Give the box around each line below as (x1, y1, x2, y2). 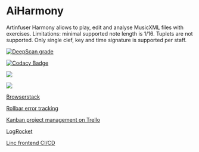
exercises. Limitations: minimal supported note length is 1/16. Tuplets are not (6, 30, 193, 37)
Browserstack (6, 93, 41, 100)
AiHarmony (6, 4, 64, 18)
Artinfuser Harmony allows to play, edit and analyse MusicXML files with (6, 24, 184, 31)
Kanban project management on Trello (6, 116, 100, 123)
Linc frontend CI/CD (6, 139, 55, 146)
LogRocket (6, 128, 33, 135)
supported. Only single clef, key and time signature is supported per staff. (6, 36, 187, 43)
